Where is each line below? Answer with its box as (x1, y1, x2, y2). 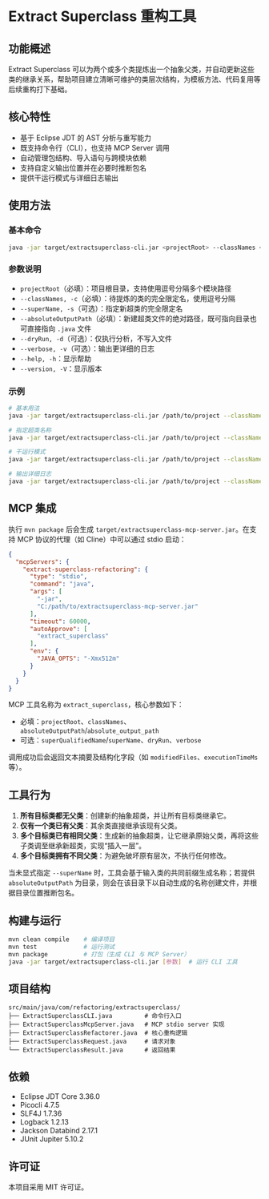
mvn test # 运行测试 (8, 943, 115, 951)
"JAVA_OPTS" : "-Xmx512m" (37, 654, 120, 663)
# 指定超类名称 (8, 426, 52, 434)
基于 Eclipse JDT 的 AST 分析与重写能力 (19, 133, 152, 143)
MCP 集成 (8, 501, 57, 515)
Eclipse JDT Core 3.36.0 (19, 1092, 100, 1101)
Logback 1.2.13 (19, 1117, 70, 1127)
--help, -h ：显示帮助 (19, 353, 92, 363)
